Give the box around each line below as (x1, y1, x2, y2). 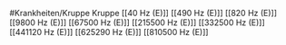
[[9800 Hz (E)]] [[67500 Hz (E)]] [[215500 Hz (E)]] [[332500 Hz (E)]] (9, 17, 265, 28)
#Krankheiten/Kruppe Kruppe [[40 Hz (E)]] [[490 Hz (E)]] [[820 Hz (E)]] (9, 8, 278, 18)
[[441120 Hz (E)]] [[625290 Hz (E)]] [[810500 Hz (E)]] (9, 27, 209, 37)
